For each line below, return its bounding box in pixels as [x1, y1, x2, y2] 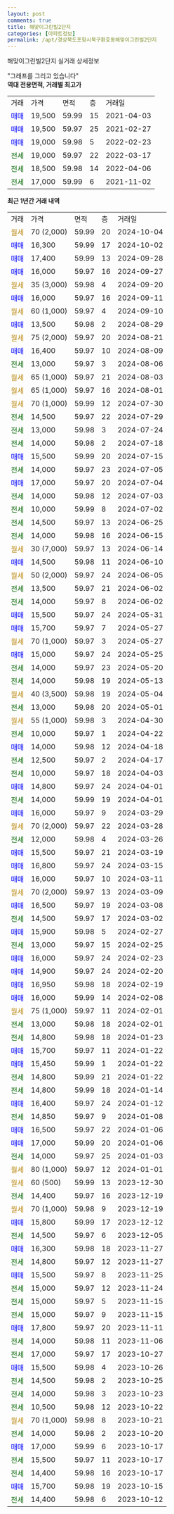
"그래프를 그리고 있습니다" [7, 72, 79, 80]
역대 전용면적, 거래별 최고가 [7, 80, 82, 89]
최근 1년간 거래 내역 [7, 196, 60, 205]
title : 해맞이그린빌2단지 [7, 23, 72, 30]
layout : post [7, 10, 46, 18]
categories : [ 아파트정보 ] [7, 30, 76, 37]
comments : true [7, 17, 52, 24]
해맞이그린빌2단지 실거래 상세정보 [7, 57, 100, 65]
